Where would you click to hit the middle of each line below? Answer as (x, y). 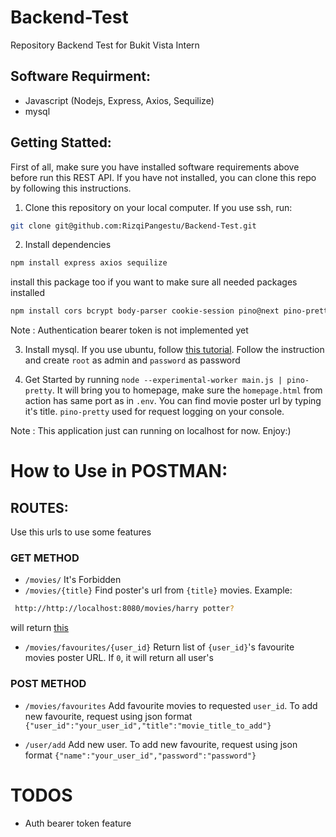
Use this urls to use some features (81, 532)
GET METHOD (45, 558)
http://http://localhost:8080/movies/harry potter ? (124, 609)
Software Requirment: (80, 76)
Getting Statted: (61, 142)
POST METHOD (48, 684)
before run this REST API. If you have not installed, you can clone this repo (163, 177)
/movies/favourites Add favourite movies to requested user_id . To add (171, 705)
